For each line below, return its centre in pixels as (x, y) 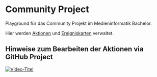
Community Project (47, 9)
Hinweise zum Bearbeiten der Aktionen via (74, 49)
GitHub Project (29, 57)
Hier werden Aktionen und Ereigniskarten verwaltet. (59, 33)
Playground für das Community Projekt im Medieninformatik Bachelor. (78, 23)
